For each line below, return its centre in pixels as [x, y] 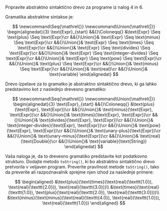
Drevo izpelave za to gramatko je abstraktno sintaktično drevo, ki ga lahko [81, 84]
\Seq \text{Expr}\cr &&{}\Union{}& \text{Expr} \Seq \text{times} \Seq [84, 42]
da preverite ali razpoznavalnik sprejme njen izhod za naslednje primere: [80, 172]
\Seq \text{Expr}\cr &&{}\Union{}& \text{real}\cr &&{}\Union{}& [84, 69]
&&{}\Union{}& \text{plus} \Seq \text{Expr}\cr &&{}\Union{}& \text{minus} [84, 64]
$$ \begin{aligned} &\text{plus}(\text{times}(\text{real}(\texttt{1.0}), [84, 182]
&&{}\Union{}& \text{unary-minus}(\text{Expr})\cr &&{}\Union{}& [73, 136]
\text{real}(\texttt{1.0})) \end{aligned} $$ [84, 203]
